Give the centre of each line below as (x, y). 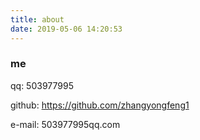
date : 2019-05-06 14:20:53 (66, 29)
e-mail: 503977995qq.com (65, 124)
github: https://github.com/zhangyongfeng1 (100, 105)
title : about (37, 19)
